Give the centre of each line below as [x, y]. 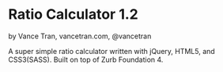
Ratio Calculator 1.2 [73, 14]
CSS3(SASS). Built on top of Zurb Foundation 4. [86, 59]
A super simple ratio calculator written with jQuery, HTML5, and [111, 51]
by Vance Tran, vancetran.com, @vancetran [80, 36]
